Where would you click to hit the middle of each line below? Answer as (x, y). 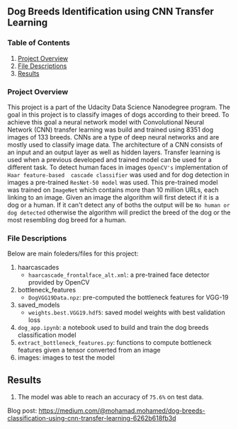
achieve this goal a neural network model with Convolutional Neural (106, 122)
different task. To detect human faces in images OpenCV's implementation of (118, 167)
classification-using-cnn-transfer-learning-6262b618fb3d (92, 418)
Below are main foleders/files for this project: (73, 253)
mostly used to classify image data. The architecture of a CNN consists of (115, 144)
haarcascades (38, 268)
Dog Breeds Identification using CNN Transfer (111, 12)
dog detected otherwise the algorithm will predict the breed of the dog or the (119, 212)
